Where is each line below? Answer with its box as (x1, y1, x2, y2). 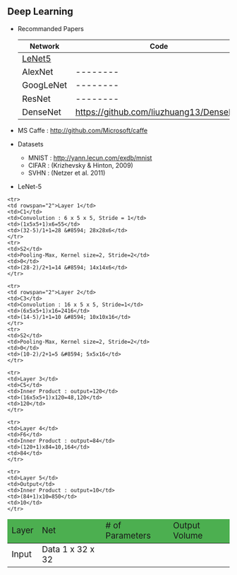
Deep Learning (7, 6, 73, 18)
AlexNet (22, 66, 54, 78)
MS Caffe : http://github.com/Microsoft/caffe (17, 127, 148, 135)
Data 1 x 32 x (42, 544, 95, 554)
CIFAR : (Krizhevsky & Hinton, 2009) (28, 161, 134, 170)
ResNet (22, 93, 51, 105)
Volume (172, 530, 203, 541)
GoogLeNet (22, 80, 68, 91)
